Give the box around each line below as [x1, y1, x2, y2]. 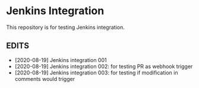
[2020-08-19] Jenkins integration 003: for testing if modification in [14, 69, 178, 76]
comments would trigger [14, 75, 75, 82]
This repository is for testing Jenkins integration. [6, 24, 125, 31]
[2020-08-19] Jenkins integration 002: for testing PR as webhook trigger [14, 63, 193, 70]
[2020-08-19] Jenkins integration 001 [14, 56, 107, 63]
